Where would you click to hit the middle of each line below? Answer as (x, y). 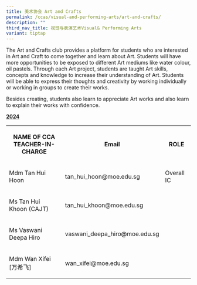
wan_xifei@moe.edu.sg (97, 263)
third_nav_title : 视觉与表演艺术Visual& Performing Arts (74, 28)
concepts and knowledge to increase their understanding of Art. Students (95, 75)
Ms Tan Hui (25, 202)
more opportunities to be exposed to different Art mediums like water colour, (98, 63)
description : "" (26, 22)
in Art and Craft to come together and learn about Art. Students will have (94, 56)
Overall (175, 173)
